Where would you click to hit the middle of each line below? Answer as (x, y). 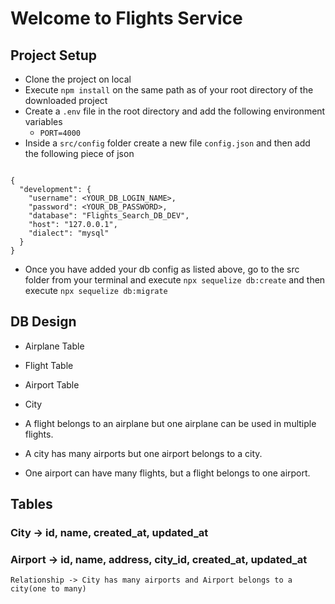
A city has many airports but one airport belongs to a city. (143, 453)
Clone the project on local (78, 79)
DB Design (43, 322)
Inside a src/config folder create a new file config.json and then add (167, 143)
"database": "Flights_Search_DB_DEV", (109, 216)
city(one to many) (48, 589)
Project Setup (54, 55)
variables (43, 121)
